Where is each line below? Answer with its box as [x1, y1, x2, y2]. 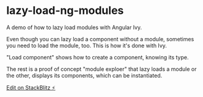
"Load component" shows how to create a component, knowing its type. [6, 53, 189, 61]
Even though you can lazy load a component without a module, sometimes [6, 35, 194, 42]
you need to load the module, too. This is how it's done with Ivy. [6, 42, 167, 49]
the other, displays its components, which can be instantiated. [6, 72, 163, 79]
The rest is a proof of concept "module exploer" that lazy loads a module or [6, 65, 197, 73]
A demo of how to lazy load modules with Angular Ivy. [6, 24, 142, 31]
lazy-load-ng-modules [6, 4, 124, 18]
